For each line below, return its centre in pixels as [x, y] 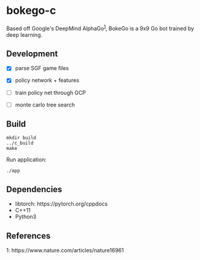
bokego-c [31, 11]
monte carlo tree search [45, 105]
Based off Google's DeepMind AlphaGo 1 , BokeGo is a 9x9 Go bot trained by [100, 28]
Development [32, 54]
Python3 [25, 217]
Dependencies [34, 189]
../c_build [20, 143]
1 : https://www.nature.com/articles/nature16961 [65, 250]
